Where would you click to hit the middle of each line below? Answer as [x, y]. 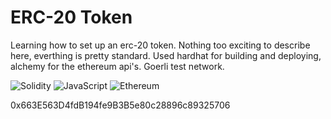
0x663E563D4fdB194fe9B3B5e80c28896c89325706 [120, 105]
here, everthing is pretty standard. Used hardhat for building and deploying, [166, 55]
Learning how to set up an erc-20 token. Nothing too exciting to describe [160, 45]
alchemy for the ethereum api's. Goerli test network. [117, 66]
